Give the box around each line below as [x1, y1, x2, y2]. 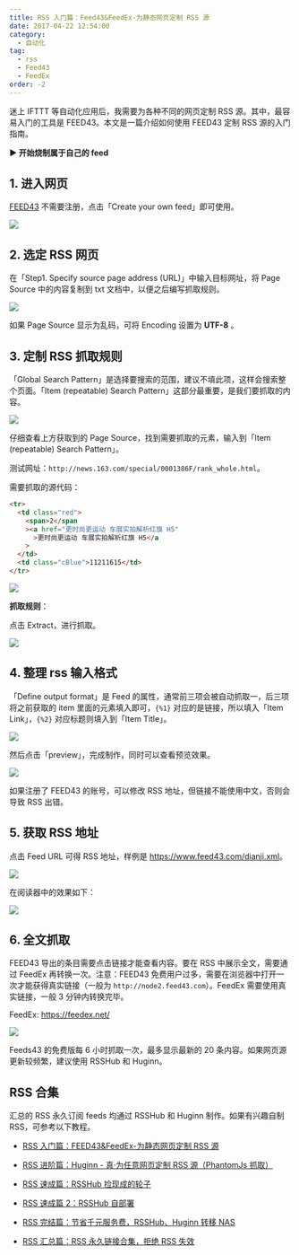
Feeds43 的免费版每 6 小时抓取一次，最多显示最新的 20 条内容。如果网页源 [9, 1045, 287, 1056]
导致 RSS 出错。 [9, 796, 69, 807]
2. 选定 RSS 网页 [9, 247, 99, 262]
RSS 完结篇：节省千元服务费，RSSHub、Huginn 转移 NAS [21, 1217, 235, 1228]
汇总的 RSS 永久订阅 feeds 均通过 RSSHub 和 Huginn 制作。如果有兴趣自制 [9, 1110, 285, 1121]
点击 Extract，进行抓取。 [9, 619, 101, 630]
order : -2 [9, 80, 47, 89]
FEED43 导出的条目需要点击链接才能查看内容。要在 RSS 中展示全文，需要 [9, 958, 280, 969]
